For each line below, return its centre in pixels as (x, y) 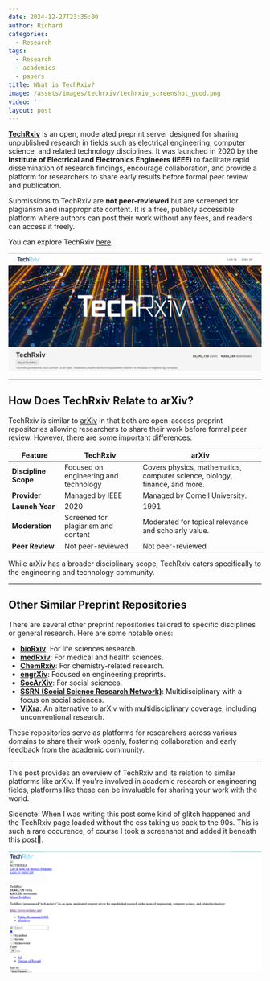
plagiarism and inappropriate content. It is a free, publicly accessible (121, 210)
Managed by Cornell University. (195, 495)
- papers (30, 76)
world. (19, 798)
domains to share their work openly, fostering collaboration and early (123, 741)
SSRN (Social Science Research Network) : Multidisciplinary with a (131, 691)
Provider (27, 495)
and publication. (35, 186)
